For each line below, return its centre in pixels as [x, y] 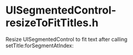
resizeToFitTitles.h [52, 23]
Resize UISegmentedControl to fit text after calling [66, 39]
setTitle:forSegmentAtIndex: [40, 46]
